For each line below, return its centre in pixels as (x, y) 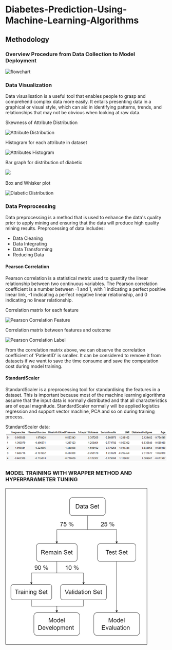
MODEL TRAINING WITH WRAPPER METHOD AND (69, 473)
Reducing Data (28, 255)
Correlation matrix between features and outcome (58, 330)
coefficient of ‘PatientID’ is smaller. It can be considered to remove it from (83, 355)
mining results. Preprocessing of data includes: (55, 229)
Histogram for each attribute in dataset (46, 143)
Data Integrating (30, 244)
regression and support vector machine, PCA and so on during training (80, 411)
